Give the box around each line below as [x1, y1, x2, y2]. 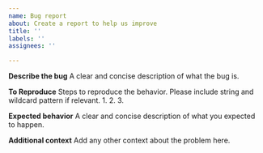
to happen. [8, 120, 45, 130]
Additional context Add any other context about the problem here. [8, 135, 231, 146]
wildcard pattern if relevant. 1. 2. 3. [8, 96, 124, 105]
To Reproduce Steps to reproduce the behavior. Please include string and [8, 87, 254, 97]
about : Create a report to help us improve [8, 19, 158, 28]
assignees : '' [8, 42, 57, 50]
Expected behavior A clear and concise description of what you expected [8, 111, 256, 121]
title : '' [8, 27, 42, 35]
